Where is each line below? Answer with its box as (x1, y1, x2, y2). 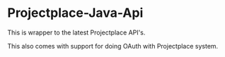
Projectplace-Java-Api (7, 5, 144, 21)
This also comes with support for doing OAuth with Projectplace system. (7, 42, 219, 50)
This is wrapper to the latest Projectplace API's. (7, 28, 146, 37)
